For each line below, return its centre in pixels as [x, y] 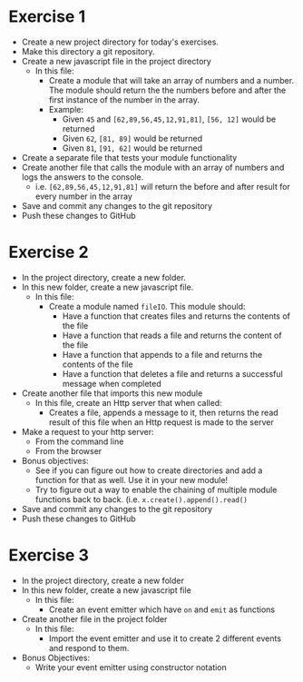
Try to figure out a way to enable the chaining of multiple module [156, 489]
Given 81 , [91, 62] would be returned [132, 148]
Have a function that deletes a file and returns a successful [172, 373]
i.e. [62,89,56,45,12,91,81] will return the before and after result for [163, 186]
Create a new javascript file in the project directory [117, 61]
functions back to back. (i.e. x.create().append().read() [142, 499]
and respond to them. [89, 647]
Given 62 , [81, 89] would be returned [132, 138]
